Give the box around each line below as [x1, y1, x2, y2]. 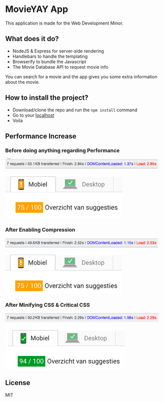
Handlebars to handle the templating [12, 53, 88, 59]
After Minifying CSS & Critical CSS [5, 302, 90, 309]
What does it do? [5, 35, 59, 43]
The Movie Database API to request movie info [12, 64, 108, 70]
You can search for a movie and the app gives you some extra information [5, 74, 157, 80]
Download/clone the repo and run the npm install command [12, 107, 137, 113]
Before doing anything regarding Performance [5, 147, 120, 154]
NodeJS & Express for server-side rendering [12, 48, 104, 54]
